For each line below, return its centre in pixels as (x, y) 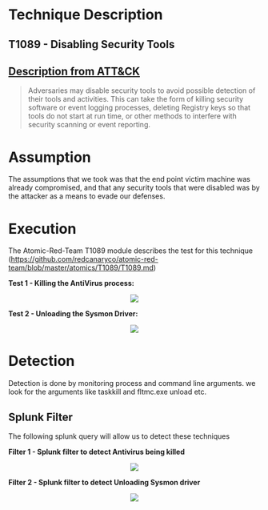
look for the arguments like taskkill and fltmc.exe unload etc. (108, 392)
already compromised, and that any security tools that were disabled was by (134, 188)
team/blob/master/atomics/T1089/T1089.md (81, 268)
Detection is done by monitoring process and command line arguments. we (132, 384)
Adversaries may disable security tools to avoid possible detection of (142, 90)
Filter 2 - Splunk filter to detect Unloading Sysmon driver (104, 483)
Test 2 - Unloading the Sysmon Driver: (73, 314)
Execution (42, 229)
